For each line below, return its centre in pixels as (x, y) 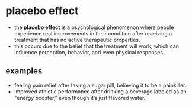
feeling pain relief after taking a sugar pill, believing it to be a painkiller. (100, 85)
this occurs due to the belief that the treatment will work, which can (96, 46)
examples (24, 71)
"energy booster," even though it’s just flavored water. (80, 98)
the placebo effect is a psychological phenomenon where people (94, 27)
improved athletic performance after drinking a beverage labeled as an (100, 91)
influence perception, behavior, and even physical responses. (89, 52)
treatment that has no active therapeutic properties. (77, 40)
